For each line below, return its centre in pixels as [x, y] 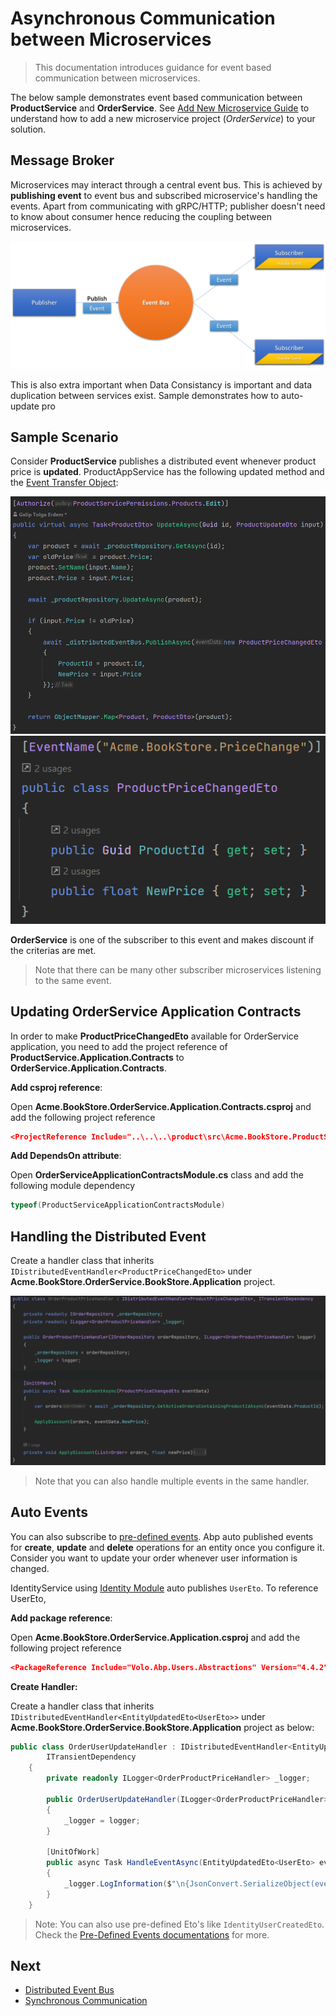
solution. [28, 129]
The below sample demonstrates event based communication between [156, 97]
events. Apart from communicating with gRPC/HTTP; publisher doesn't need [168, 206]
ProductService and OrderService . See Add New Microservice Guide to [160, 108]
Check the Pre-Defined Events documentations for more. [152, 1934]
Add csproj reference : [56, 1087]
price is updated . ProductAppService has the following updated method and [167, 472]
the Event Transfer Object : [64, 483]
